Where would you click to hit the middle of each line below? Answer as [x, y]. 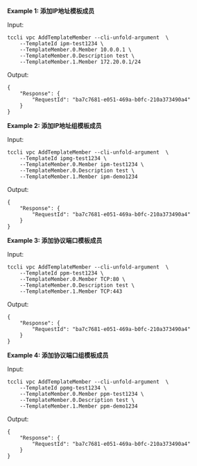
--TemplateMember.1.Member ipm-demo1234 [79, 177]
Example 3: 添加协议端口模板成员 [55, 240]
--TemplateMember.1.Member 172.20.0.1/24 [80, 62]
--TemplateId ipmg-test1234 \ [63, 159]
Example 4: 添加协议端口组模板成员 [58, 355]
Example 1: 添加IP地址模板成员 [51, 11]
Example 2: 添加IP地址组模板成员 [54, 126]
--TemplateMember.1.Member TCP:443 [71, 291]
